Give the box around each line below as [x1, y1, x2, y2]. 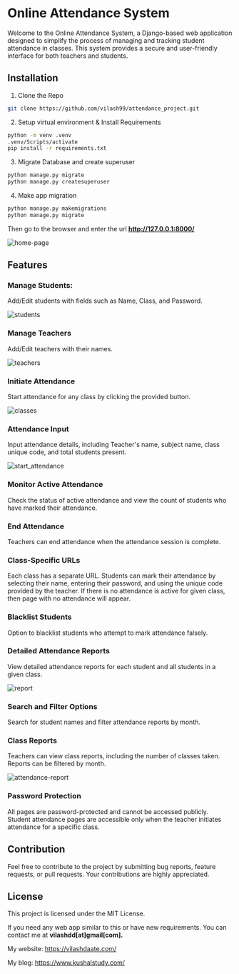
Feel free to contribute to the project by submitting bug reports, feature [7, 862, 216, 870]
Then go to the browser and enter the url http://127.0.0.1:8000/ [7, 224, 195, 233]
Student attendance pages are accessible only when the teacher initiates [7, 815, 222, 823]
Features [7, 259, 48, 271]
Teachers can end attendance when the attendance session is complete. [7, 537, 221, 546]
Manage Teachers [7, 328, 71, 338]
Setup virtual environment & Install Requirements [17, 118, 162, 126]
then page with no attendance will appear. [7, 594, 131, 603]
